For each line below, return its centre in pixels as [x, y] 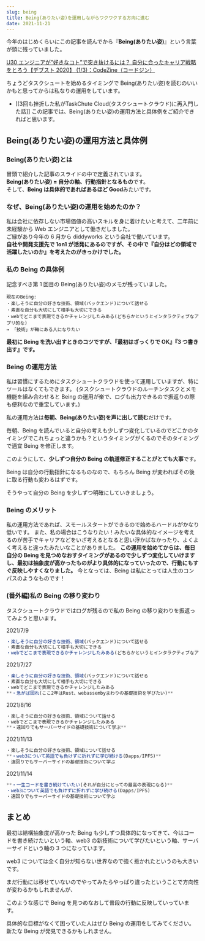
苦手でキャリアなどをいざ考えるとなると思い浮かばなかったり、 [102, 540]
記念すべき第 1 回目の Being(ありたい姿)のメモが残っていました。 [88, 284]
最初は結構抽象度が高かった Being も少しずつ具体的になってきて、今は [95, 833]
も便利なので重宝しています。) [43, 404]
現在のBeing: [21, 297]
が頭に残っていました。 [36, 49]
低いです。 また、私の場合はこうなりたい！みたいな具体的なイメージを [95, 533]
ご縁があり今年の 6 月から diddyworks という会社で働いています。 [90, 236]
